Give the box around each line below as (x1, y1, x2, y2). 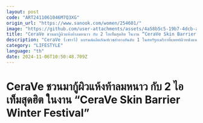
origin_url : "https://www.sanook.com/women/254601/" (6, 20, 142, 26)
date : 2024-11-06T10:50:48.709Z (6, 54, 88, 60)
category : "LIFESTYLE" (6, 43, 63, 49)
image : (6, 25, 23, 32)
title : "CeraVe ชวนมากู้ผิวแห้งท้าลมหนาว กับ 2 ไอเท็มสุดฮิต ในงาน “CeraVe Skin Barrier (6, 31, 196, 37)
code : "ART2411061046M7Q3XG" (6, 14, 80, 20)
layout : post (6, 8, 39, 15)
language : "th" (6, 48, 45, 54)
